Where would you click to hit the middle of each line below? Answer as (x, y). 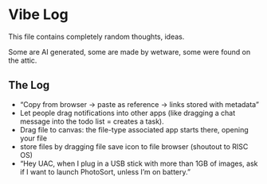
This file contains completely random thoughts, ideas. (96, 36)
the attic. (23, 60)
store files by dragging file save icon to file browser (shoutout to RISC (134, 146)
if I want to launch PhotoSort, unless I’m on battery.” (105, 171)
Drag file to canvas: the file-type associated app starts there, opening (134, 129)
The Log (29, 85)
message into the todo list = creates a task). (92, 121)
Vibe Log (39, 15)
